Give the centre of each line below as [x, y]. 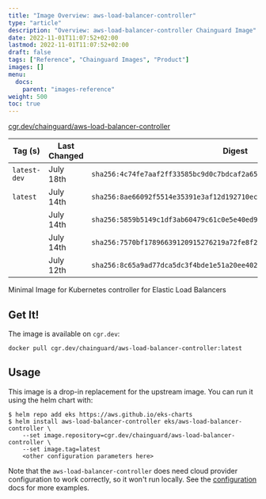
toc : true [25, 104]
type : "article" [35, 23]
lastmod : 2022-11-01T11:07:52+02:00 [68, 45]
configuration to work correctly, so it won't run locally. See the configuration [133, 479]
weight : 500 [28, 97]
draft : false [30, 52]
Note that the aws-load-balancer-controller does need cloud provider [123, 470]
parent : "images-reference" [68, 89]
